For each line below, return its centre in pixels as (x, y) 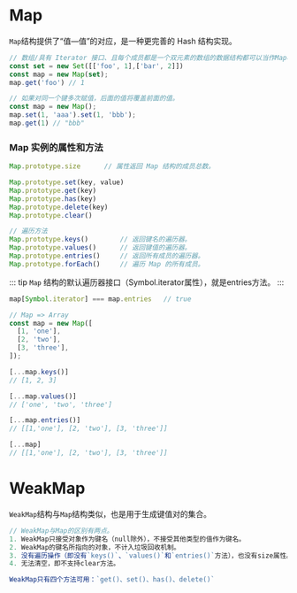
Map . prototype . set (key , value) (67, 182)
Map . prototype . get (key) (53, 190)
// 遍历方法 (29, 231)
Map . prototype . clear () (51, 215)
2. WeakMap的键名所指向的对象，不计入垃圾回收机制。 (95, 547)
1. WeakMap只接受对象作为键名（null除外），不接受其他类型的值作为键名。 (127, 539)
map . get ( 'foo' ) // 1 (47, 82)
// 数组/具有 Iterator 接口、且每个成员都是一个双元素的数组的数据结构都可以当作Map (148, 58)
